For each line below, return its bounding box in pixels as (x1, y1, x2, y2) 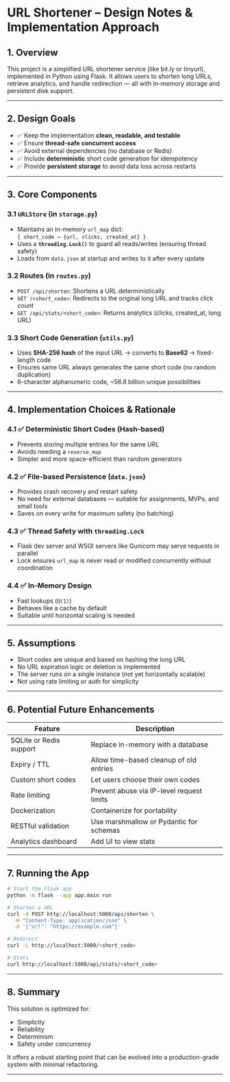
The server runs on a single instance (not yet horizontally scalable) (16, 670, 205, 678)
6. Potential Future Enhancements (7, 704, 155, 715)
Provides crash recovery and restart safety (16, 488, 138, 496)
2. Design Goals (7, 113, 76, 125)
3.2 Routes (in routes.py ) (7, 271, 91, 280)
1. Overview (7, 47, 58, 58)
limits (90, 795, 108, 804)
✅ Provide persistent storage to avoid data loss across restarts (16, 162, 196, 170)
